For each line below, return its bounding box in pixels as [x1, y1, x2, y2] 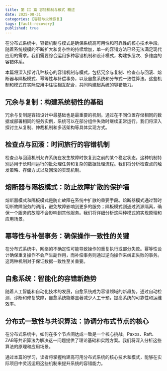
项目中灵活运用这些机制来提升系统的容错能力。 [9, 361, 105, 366]
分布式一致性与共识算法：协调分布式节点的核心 [5, 317, 149, 325]
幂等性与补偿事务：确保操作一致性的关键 [5, 232, 129, 240]
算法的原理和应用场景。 [5, 344, 53, 349]
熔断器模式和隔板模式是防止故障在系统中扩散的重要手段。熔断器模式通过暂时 [5, 197, 162, 203]
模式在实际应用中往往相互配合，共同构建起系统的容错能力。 [13, 82, 136, 88]
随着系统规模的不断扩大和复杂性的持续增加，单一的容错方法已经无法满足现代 [5, 46, 162, 52]
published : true [5, 26, 39, 31]
